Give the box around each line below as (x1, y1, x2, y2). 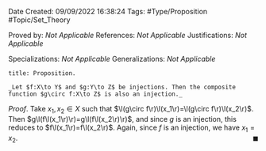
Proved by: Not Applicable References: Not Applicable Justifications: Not (8, 31, 248, 40)
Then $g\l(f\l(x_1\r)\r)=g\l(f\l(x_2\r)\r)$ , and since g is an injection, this (8, 114, 237, 123)
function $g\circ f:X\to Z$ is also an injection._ (8, 90, 183, 98)
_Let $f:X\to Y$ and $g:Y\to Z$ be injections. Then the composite (8, 83, 237, 91)
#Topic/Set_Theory (8, 15, 71, 25)
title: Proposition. (8, 70, 77, 77)
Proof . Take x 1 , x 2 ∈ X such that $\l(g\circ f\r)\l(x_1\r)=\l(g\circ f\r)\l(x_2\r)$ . (8, 104, 254, 115)
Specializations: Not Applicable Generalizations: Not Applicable (8, 55, 216, 63)
